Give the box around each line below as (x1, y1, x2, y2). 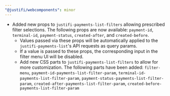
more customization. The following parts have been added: (19, 64, 144, 70)
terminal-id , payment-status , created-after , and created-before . (12, 32, 149, 38)
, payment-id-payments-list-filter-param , (29, 69, 118, 76)
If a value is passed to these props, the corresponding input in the (19, 48, 158, 54)
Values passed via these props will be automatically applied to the (19, 37, 158, 43)
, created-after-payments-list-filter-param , (31, 80, 127, 86)
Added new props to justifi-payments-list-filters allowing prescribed (12, 21, 165, 27)
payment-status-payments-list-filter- (81, 76, 164, 81)
